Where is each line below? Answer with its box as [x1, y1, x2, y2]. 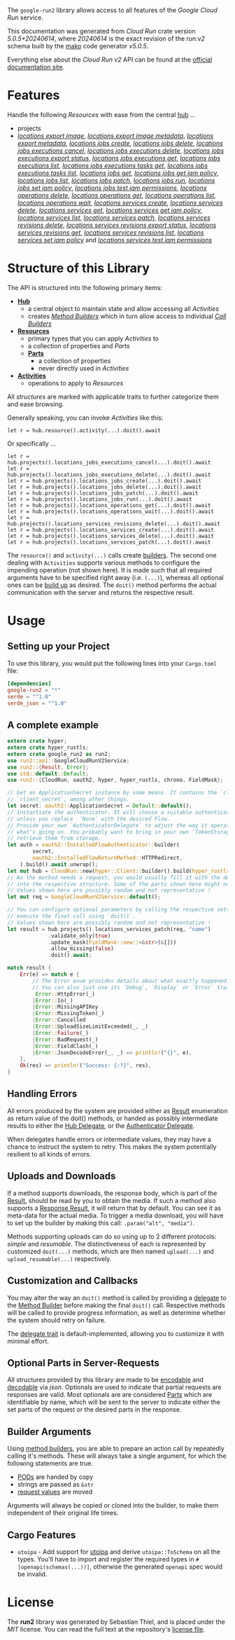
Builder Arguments [7, 1426, 92, 1438]
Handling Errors [7, 1088, 78, 1100]
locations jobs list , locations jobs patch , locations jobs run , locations [17, 176, 215, 184]
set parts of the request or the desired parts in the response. [7, 1405, 182, 1414]
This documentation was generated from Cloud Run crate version [7, 27, 196, 35]
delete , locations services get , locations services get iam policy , [17, 206, 203, 214]
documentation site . [7, 63, 65, 71]
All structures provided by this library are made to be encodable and [7, 1376, 204, 1384]
